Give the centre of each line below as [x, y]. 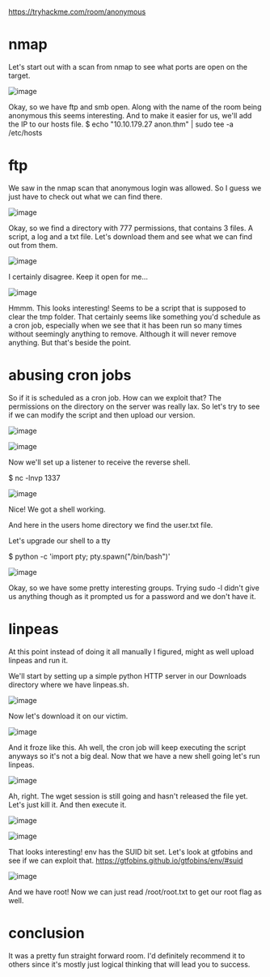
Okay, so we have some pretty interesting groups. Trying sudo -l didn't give [134, 588]
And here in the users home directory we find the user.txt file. [111, 525]
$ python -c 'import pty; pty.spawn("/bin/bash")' [89, 556]
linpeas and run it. [38, 660]
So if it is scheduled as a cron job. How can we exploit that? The [115, 397]
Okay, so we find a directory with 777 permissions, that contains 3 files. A [131, 228]
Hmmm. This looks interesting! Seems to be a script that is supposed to [127, 308]
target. [19, 75]
